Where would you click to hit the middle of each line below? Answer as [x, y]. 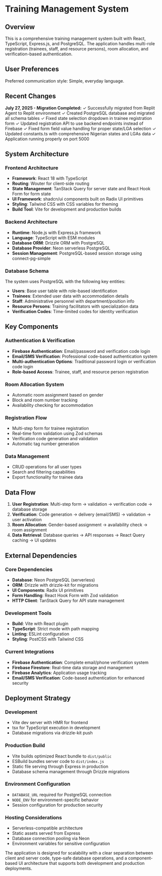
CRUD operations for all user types [47, 467]
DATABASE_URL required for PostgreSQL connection [62, 794]
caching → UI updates [34, 540]
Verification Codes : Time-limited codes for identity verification [75, 311]
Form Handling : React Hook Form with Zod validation [65, 595]
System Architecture [37, 154]
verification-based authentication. [39, 54]
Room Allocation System [35, 384]
